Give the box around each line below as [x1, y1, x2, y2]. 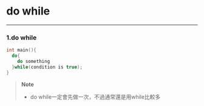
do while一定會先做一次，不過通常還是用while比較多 [30, 93, 161, 101]
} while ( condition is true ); [12, 64, 83, 70]
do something [17, 58, 50, 64]
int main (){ [6, 47, 36, 53]
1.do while [6, 33, 37, 42]
